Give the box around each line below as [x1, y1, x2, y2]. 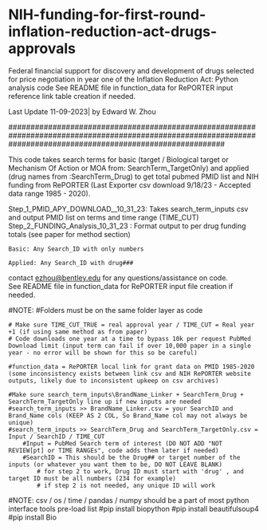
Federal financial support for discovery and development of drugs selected [8, 65, 254, 75]
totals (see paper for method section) [8, 229, 132, 239]
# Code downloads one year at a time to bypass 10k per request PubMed [8, 334, 251, 342]
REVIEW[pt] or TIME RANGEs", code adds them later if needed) [8, 446, 219, 454]
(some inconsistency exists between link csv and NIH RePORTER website [8, 370, 251, 378]
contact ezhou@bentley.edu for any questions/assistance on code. [8, 273, 229, 283]
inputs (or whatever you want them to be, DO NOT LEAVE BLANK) [8, 461, 223, 469]
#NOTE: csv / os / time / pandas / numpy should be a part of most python [8, 495, 249, 504]
